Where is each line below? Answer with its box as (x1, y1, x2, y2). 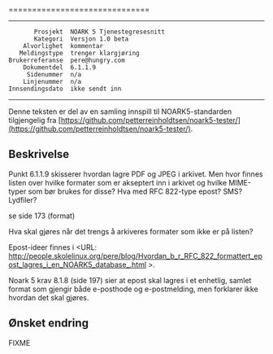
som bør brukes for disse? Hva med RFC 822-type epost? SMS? (28, 186, 243, 196)
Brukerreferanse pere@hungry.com (8, 56, 126, 64)
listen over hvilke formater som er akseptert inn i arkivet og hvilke (8, 177, 227, 187)
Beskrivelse (8, 147, 70, 161)
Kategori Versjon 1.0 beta (33, 35, 129, 43)
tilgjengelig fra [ (8, 116, 62, 125)
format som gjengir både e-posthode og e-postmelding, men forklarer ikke (8, 284, 258, 294)
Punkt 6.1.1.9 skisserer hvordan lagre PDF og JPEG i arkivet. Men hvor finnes (8, 168, 263, 179)
